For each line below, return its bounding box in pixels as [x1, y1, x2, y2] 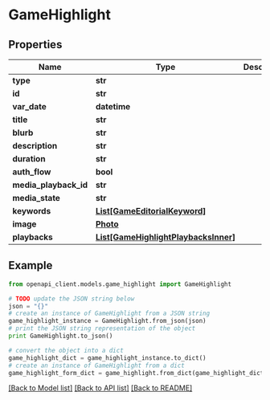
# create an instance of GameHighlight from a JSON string [8, 309, 211, 318]
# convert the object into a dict [8, 346, 125, 354]
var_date [12, 101, 47, 112]
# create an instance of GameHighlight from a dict [8, 361, 185, 369]
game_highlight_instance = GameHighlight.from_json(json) [8, 317, 207, 325]
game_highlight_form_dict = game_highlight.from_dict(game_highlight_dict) [8, 369, 268, 377]
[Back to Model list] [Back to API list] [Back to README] [8, 383, 193, 393]
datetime [95, 101, 131, 112]
